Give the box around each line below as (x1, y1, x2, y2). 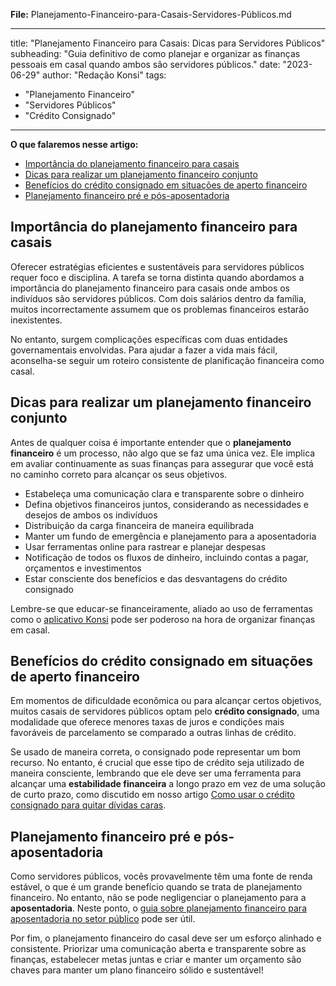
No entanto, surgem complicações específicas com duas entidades (10, 333, 288, 345)
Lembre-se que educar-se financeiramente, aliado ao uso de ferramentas (10, 602, 314, 614)
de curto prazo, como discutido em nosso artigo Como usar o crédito (10, 789, 295, 801)
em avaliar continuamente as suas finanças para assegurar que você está (10, 457, 314, 469)
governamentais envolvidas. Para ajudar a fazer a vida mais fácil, (10, 344, 278, 356)
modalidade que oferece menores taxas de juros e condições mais (10, 716, 285, 728)
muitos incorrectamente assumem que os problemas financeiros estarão (10, 303, 310, 315)
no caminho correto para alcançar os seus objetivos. (10, 468, 228, 480)
